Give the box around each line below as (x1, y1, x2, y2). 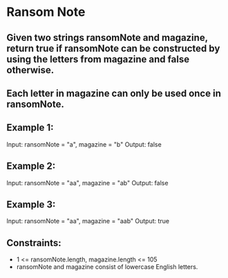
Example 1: (6, 122, 54, 133)
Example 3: (6, 198, 56, 210)
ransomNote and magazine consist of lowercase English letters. (16, 263, 198, 271)
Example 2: (6, 160, 56, 172)
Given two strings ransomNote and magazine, (6, 32, 208, 44)
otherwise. (6, 64, 55, 76)
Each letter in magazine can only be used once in (6, 87, 222, 99)
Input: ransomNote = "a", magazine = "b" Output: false (6, 140, 162, 149)
